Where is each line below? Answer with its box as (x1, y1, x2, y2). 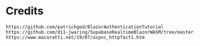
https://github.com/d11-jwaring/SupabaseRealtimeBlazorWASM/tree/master (5, 29, 194, 35)
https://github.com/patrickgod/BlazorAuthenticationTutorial (5, 24, 164, 30)
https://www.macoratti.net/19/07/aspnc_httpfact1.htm (5, 34, 145, 40)
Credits (5, 4, 44, 18)
